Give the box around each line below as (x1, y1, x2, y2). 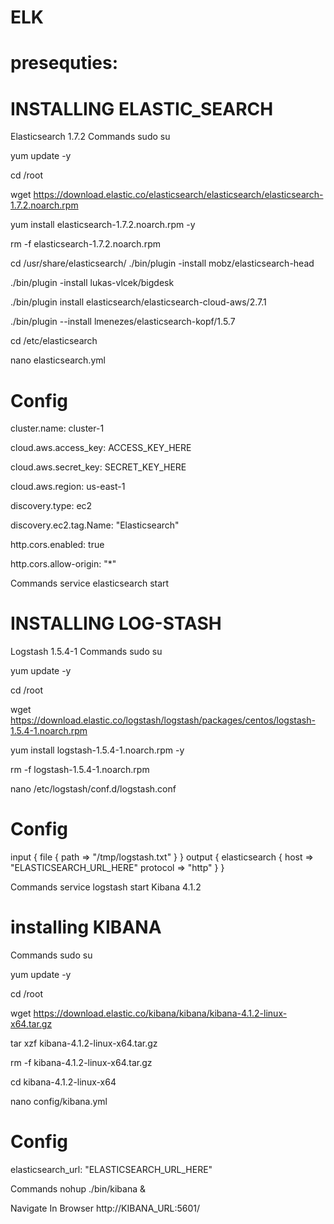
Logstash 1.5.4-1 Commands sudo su (10, 646, 163, 658)
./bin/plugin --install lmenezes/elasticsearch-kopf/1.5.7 (10, 316, 236, 328)
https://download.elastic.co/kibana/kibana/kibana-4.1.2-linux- (33, 1007, 288, 1020)
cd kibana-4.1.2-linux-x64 (10, 1076, 117, 1088)
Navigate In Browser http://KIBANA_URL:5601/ (10, 1202, 201, 1214)
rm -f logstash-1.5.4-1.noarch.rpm (10, 764, 150, 776)
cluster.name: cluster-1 (10, 422, 105, 435)
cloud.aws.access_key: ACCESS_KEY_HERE (10, 442, 192, 454)
